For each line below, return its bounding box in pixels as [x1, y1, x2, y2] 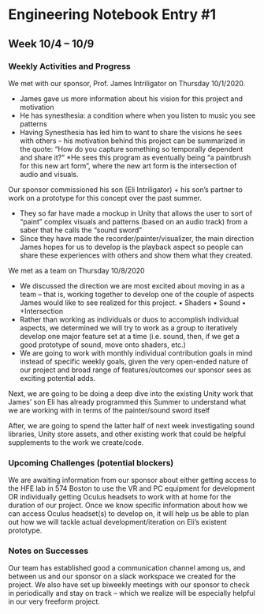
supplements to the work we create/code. [8, 437, 144, 447]
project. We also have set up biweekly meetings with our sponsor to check [8, 580, 250, 590]
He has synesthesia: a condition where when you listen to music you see [19, 111, 256, 120]
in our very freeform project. [8, 597, 101, 606]
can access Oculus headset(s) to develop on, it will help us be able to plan [8, 509, 250, 518]
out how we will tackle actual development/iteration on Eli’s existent [8, 518, 227, 527]
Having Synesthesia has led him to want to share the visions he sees [19, 127, 243, 137]
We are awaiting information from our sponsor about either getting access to [8, 476, 257, 485]
